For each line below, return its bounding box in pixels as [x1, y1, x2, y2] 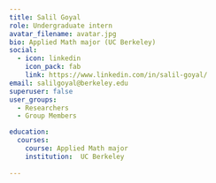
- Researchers [17, 103, 69, 112]
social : [9, 46, 38, 55]
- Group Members [17, 111, 77, 120]
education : [9, 127, 50, 137]
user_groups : [9, 95, 58, 104]
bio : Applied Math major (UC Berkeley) [9, 37, 157, 47]
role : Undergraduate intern [9, 21, 113, 30]
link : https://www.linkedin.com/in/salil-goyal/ [25, 71, 208, 80]
